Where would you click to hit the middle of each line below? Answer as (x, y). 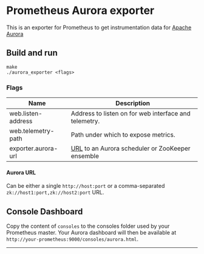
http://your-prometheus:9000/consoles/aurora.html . (72, 239)
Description (133, 103)
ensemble (85, 156)
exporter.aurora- (34, 148)
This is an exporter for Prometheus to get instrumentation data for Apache (99, 27)
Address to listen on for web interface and (131, 114)
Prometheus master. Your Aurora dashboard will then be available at (91, 233)
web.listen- (26, 114)
